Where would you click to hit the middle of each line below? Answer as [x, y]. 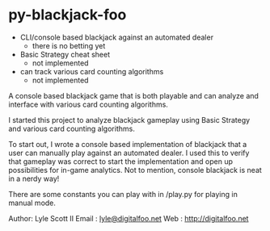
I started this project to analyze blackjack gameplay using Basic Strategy [129, 120]
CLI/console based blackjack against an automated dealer [117, 37]
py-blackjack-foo [67, 15]
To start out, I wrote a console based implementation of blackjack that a [128, 144]
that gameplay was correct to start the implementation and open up [120, 161]
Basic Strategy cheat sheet [65, 54]
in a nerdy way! [34, 178]
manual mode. [32, 203]
